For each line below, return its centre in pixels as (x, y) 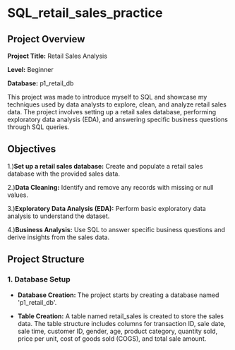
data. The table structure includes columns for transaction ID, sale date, (121, 323)
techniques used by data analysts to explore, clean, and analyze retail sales (117, 104)
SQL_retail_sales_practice (85, 13)
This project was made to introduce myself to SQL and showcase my (107, 97)
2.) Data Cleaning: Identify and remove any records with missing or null (110, 187)
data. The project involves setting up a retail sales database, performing (112, 112)
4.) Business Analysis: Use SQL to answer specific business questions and (116, 229)
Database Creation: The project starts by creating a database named (118, 295)
